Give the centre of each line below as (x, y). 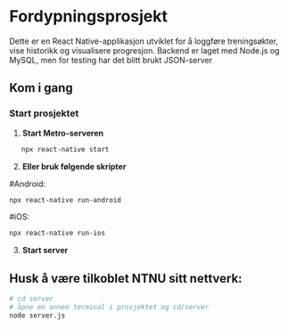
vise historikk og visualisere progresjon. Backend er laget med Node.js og (144, 50)
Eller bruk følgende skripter (74, 166)
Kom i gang (41, 88)
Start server (45, 251)
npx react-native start (65, 149)
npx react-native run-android (66, 200)
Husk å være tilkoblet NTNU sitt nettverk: (126, 278)
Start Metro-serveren (63, 133)
